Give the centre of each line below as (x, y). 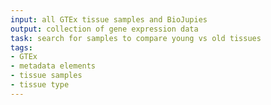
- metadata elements (53, 66)
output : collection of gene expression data (104, 29)
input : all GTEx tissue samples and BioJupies (109, 19)
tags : (21, 47)
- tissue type (40, 85)
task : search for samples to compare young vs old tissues (136, 38)
